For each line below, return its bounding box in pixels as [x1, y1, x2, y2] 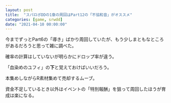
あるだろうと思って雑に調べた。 [9, 43, 77, 49]
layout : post [5, 7, 33, 13]
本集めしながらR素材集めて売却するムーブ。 [5, 75, 97, 82]
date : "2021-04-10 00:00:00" [5, 21, 67, 27]
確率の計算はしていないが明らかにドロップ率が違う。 [5, 54, 117, 60]
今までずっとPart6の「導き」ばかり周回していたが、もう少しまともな [5, 36, 151, 42]
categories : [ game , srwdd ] [5, 17, 63, 22]
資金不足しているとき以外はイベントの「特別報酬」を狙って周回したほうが [5, 86, 162, 92]
